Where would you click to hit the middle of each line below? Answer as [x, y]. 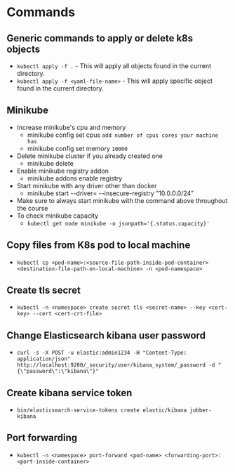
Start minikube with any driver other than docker [87, 185]
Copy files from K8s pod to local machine [99, 245]
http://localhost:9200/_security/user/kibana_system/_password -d [116, 365]
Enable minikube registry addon [63, 171]
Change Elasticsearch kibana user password [106, 335]
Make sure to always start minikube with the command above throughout [122, 200]
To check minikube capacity [58, 216]
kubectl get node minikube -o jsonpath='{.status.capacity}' [118, 223]
